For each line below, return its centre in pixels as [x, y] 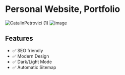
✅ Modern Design [31, 56]
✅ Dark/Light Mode [32, 62]
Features [19, 38]
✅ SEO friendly [28, 50]
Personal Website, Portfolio [63, 9]
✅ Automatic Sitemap [34, 67]
